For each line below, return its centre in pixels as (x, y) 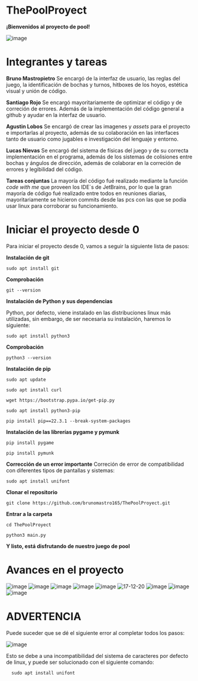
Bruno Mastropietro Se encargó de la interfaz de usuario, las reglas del (93, 78)
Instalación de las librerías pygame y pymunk (63, 432)
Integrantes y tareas (57, 62)
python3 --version (29, 358)
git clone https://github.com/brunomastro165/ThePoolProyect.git (88, 503)
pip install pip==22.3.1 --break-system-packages (69, 421)
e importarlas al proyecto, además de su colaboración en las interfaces (92, 132)
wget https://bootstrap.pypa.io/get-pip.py (61, 400)
